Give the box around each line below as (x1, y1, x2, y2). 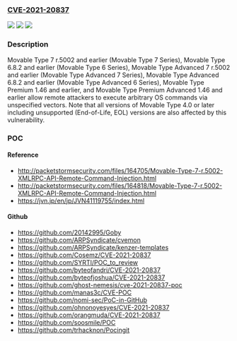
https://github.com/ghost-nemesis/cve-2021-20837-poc (17, 280, 183, 289)
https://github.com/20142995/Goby (17, 228, 122, 237)
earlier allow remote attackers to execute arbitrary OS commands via (7, 93, 208, 102)
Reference (7, 150, 39, 160)
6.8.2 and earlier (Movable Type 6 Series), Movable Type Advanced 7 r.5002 (7, 63, 231, 71)
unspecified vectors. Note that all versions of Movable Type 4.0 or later (7, 100, 215, 109)
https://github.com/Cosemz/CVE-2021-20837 (17, 251, 151, 259)
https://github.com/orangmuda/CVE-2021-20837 (17, 311, 161, 319)
